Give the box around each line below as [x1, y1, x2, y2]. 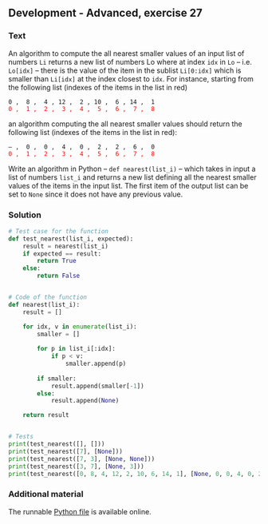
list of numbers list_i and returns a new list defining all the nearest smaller [8, 172, 257, 182]
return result [22, 411, 69, 419]
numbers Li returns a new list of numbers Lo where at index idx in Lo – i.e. [8, 57, 253, 66]
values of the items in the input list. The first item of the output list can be [8, 181, 249, 190]
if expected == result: [22, 249, 102, 258]
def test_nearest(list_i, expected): [8, 235, 134, 243]
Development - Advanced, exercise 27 [8, 6, 203, 20]
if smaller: [37, 375, 77, 383]
